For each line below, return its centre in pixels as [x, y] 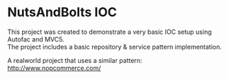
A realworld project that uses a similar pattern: [75, 60]
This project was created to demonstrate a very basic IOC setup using [110, 32]
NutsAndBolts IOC [62, 12]
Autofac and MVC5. [36, 39]
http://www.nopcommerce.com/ [54, 68]
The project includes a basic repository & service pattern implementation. [114, 47]
